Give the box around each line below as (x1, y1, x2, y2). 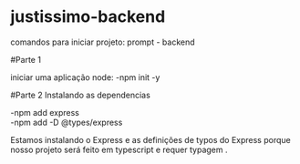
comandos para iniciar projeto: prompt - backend (10, 36, 195, 47)
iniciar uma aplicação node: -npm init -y (10, 71, 160, 83)
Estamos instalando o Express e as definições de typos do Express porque (10, 134, 291, 145)
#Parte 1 (10, 54, 42, 65)
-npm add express (10, 107, 80, 118)
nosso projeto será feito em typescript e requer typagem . (10, 144, 228, 155)
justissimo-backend (10, 6, 166, 27)
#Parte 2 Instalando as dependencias (10, 89, 151, 100)
